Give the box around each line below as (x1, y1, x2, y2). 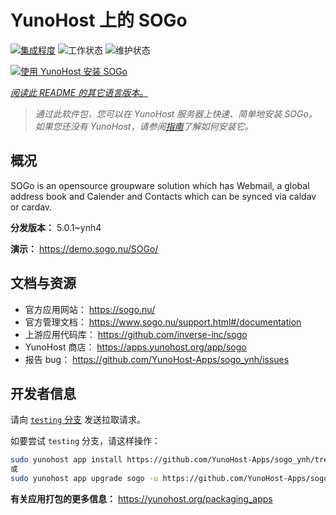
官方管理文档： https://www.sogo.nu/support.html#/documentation (24, 316, 302, 328)
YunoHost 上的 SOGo (10, 9, 188, 32)
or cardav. (10, 201, 53, 213)
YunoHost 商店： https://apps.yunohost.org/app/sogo (24, 341, 247, 353)
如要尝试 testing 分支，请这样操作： (10, 435, 161, 447)
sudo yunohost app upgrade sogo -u (10, 474, 159, 484)
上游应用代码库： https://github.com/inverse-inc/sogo (24, 328, 248, 340)
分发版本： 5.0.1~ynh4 (10, 221, 102, 233)
